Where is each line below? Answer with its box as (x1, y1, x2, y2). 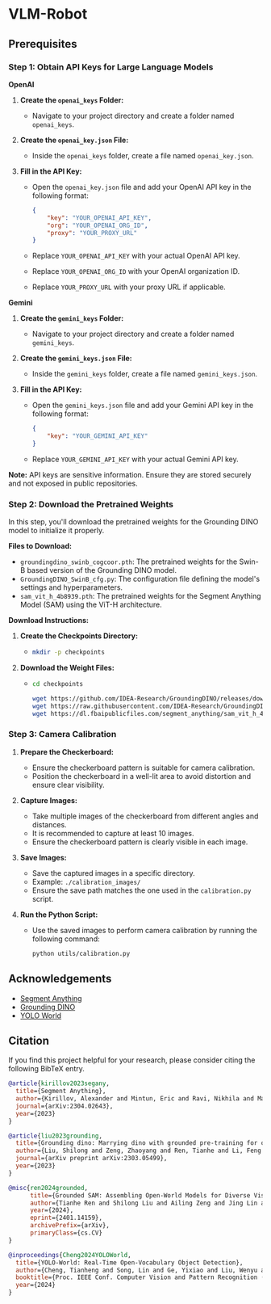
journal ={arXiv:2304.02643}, (15, 1102, 114, 1110)
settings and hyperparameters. (19, 583, 123, 592)
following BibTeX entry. (8, 1064, 85, 1074)
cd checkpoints (31, 680, 83, 688)
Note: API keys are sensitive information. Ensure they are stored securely (8, 469, 252, 479)
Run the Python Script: (19, 910, 98, 919)
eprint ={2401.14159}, (29, 1214, 103, 1222)
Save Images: (19, 852, 67, 862)
